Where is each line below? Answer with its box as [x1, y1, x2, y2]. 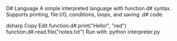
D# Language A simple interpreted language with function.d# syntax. [6, 5, 172, 12]
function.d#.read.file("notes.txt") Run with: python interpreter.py [6, 28, 160, 35]
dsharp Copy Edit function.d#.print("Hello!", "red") [6, 23, 127, 29]
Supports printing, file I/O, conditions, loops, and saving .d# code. [6, 11, 164, 18]
